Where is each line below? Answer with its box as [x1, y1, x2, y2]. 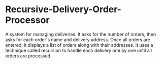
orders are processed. [5, 52, 52, 59]
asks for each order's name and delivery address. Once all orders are [5, 37, 151, 43]
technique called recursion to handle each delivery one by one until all [5, 47, 152, 53]
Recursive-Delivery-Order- [5, 4, 122, 15]
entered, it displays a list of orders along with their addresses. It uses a [5, 42, 153, 48]
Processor [5, 14, 50, 26]
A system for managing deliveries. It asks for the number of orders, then [5, 31, 156, 37]
